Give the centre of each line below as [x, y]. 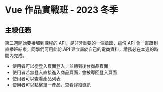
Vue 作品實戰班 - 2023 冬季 [62, 10]
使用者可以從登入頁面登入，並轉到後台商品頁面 [60, 66]
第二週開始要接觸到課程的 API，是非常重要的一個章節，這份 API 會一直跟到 [81, 43]
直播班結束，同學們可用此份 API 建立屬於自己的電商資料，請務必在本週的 [80, 49]
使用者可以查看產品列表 [36, 78]
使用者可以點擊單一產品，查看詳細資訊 [51, 85]
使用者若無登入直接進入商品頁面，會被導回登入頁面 [65, 72]
